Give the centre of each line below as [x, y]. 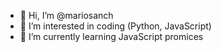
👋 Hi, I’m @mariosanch [66, 15]
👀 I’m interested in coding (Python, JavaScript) [115, 26]
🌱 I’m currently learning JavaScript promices [111, 36]
